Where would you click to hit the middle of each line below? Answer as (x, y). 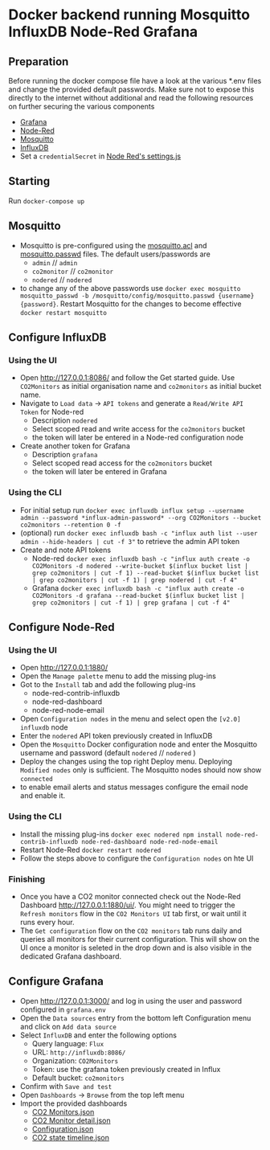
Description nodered (65, 420)
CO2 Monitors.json (63, 1111)
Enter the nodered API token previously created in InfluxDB (116, 736)
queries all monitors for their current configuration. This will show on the (139, 939)
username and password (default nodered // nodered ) (108, 753)
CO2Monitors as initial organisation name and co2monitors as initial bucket (141, 387)
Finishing (27, 879)
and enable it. (43, 796)
